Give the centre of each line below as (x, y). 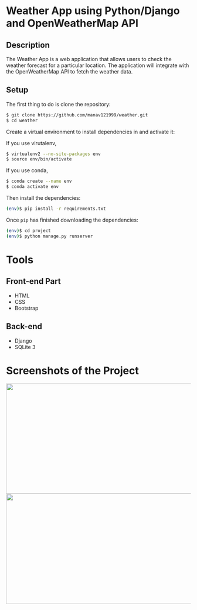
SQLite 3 (25, 347)
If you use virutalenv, (31, 143)
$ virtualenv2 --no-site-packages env (53, 154)
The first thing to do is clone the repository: (58, 104)
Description (28, 45)
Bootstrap (26, 308)
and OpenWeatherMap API (72, 23)
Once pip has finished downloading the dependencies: (72, 220)
